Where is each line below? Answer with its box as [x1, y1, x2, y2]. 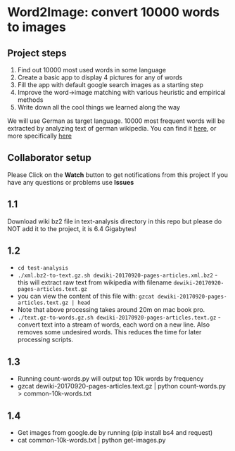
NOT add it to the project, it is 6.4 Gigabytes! [7, 224, 137, 233]
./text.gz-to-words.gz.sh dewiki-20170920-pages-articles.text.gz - [17, 313, 222, 322]
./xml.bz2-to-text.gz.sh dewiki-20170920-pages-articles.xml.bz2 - [17, 271, 218, 280]
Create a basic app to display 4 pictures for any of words [17, 73, 183, 81]
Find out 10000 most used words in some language [17, 66, 167, 74]
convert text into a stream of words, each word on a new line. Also [17, 320, 210, 329]
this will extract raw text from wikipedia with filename [17, 278, 172, 287]
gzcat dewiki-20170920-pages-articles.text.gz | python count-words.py [17, 382, 227, 391]
